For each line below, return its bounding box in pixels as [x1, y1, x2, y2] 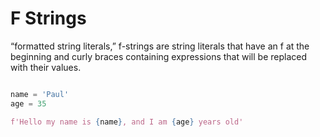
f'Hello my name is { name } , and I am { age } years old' [10, 117, 244, 127]
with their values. [10, 61, 82, 73]
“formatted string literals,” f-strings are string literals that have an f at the [10, 40, 310, 52]
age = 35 [10, 98, 47, 109]
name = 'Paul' [10, 89, 70, 99]
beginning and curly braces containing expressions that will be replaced [10, 50, 307, 62]
